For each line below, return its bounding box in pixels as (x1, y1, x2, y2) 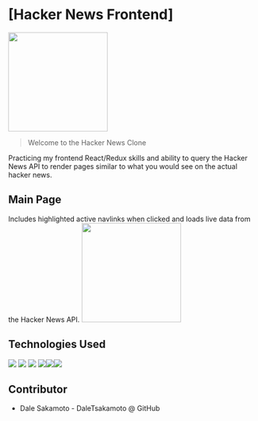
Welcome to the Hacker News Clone (27, 137, 147, 147)
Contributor (8, 382, 67, 396)
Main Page (8, 193, 62, 207)
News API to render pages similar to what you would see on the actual (8, 161, 238, 171)
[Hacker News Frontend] (8, 6, 174, 24)
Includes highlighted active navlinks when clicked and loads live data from (8, 214, 251, 224)
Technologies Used (8, 338, 106, 351)
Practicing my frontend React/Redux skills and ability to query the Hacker (8, 153, 248, 163)
